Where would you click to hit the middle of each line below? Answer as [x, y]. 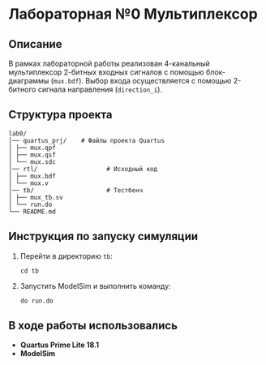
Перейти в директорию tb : [66, 255]
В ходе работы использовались [93, 326]
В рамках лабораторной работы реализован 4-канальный [109, 63]
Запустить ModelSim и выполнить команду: [96, 286]
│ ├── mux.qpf [32, 148]
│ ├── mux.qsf [32, 155]
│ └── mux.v [28, 183]
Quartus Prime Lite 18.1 [60, 345]
